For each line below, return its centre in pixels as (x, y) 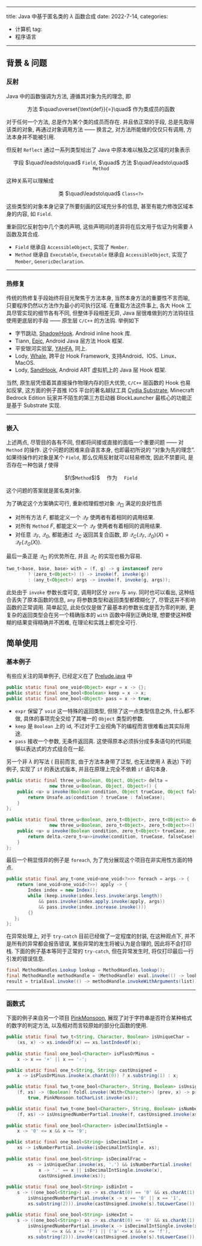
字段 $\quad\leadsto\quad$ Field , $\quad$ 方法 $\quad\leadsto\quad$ (101, 162)
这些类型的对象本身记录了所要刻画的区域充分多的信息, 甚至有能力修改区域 (97, 206)
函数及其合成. (23, 234)
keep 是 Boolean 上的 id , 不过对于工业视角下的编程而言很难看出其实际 (100, 726)
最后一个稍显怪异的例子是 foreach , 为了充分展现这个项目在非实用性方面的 (97, 860)
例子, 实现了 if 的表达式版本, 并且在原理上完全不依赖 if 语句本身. (87, 769)
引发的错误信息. (26, 959)
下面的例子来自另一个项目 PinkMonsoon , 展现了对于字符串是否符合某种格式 (99, 1018)
